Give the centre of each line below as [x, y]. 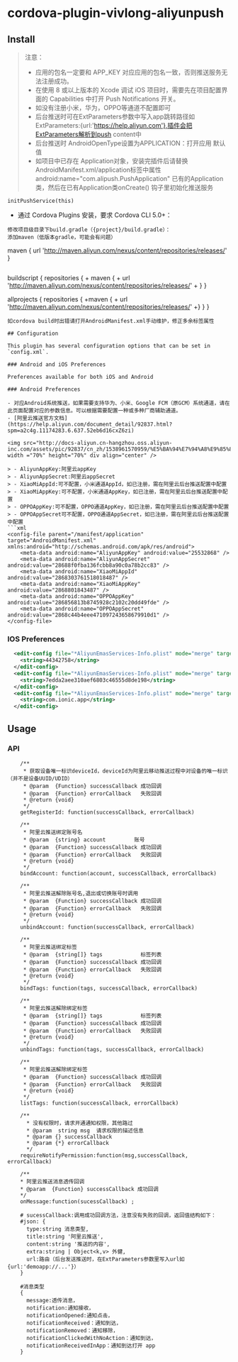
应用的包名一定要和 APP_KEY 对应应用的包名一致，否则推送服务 [128, 72]
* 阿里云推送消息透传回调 [52, 1181]
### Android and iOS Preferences [57, 365]
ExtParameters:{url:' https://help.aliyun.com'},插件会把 [114, 125]
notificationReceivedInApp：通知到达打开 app [91, 1346]
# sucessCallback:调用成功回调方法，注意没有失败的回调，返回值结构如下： [118, 1215]
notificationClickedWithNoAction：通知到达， [91, 1338]
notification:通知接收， [60, 1308]
